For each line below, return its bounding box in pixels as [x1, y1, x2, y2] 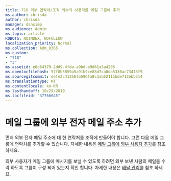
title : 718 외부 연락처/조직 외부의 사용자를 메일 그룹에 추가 [5, 7, 120, 13]
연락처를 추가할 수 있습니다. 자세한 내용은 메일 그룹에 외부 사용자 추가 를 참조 [14, 141, 166, 147]
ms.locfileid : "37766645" [5, 93, 60, 98]
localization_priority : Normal [5, 41, 72, 46]
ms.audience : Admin [5, 27, 47, 32]
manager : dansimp [5, 21, 42, 27]
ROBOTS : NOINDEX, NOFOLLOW [5, 36, 63, 41]
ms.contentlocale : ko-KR [5, 83, 58, 88]
